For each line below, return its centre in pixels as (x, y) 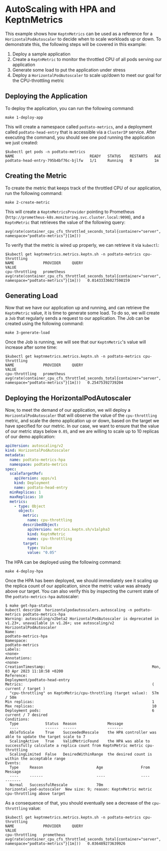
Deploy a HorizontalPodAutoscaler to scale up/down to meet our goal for (87, 75)
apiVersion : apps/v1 (35, 478)
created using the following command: (44, 324)
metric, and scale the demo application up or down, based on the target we (82, 421)
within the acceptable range (35, 759)
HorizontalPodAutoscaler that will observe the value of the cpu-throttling (81, 415)
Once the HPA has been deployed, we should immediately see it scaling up (82, 581)
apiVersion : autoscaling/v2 (34, 446)
